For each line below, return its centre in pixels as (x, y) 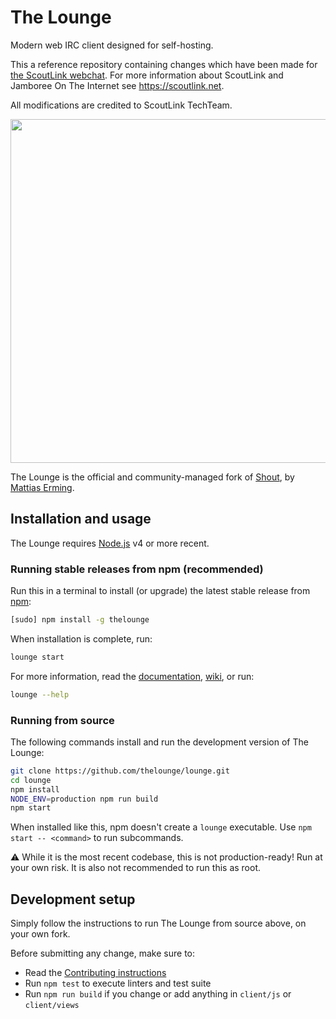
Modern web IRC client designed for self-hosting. (112, 45)
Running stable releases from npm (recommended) (137, 569)
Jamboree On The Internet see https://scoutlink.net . (117, 85)
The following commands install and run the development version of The (159, 742)
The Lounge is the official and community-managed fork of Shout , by (152, 477)
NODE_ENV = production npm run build (84, 799)
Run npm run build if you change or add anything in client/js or (158, 994)
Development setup (73, 899)
